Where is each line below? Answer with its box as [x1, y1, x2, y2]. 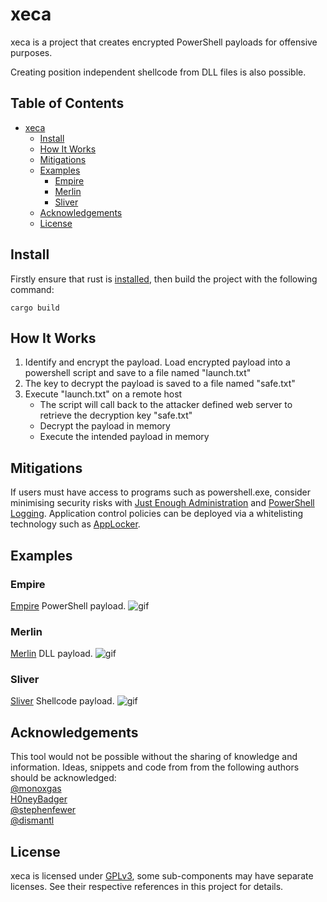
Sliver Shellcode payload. [10, 695, 115, 707]
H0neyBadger [10, 793, 68, 805]
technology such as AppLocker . [10, 518, 141, 530]
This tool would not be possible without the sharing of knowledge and [10, 751, 298, 763]
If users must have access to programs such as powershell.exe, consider [10, 486, 312, 498]
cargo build [10, 303, 60, 313]
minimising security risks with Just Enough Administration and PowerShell [10, 497, 315, 509]
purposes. [10, 46, 53, 58]
